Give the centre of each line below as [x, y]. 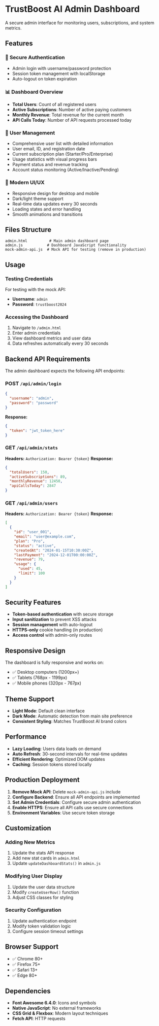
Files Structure [28, 229]
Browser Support [32, 947]
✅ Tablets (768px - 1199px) [40, 678]
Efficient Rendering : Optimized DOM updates [59, 759]
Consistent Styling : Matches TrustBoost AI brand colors [69, 721]
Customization [28, 828]
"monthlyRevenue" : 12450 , [36, 481]
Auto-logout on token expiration [45, 79]
